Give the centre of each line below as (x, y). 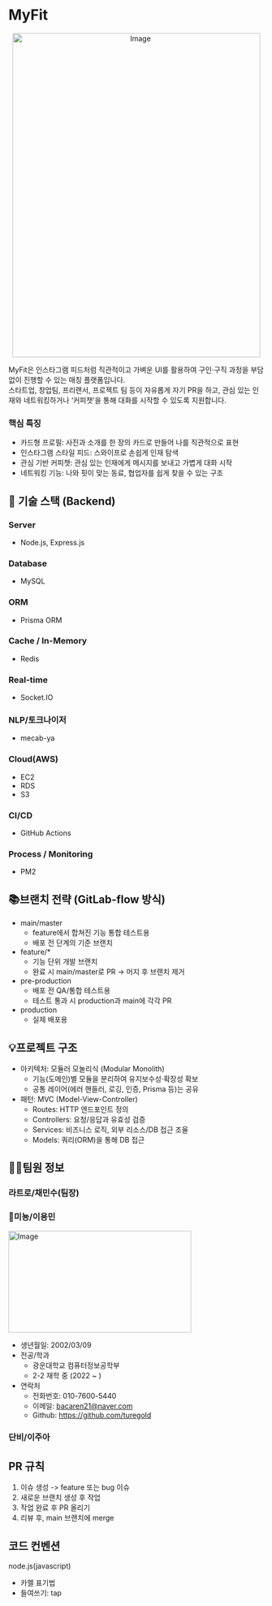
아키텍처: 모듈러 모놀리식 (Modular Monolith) (92, 1068)
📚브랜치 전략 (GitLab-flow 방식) (87, 899)
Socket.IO (37, 697)
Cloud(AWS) (34, 759)
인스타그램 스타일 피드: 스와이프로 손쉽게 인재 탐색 (99, 453)
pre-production (45, 981)
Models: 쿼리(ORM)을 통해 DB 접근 (88, 1139)
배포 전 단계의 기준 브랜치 (73, 943)
